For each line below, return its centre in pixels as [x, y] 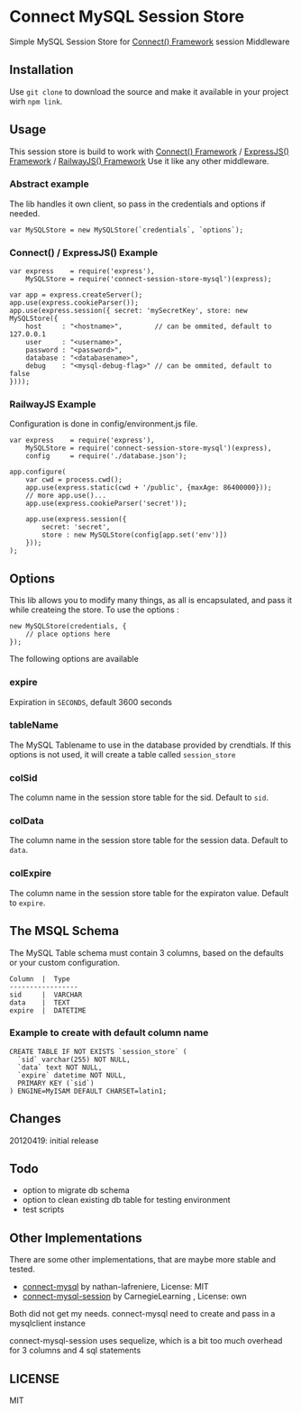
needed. [25, 213]
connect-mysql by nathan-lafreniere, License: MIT [115, 1287]
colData [27, 821]
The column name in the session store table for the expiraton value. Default [149, 893]
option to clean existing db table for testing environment [127, 1200]
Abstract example [49, 184]
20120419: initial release [54, 1140]
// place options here [68, 634]
